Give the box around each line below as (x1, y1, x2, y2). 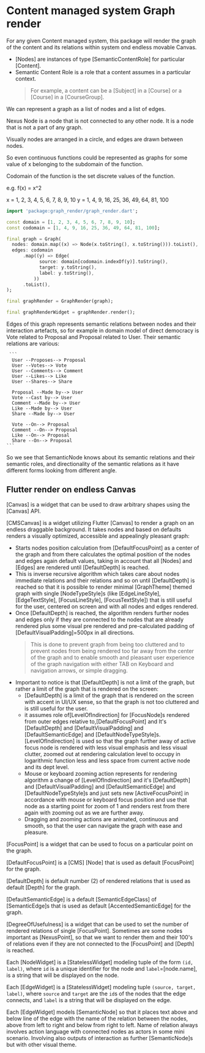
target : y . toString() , (39, 264, 97, 270)
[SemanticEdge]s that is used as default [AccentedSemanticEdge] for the (6, 902, 191, 909)
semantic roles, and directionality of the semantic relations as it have (6, 461, 179, 468)
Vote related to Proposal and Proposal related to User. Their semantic (6, 334, 181, 341)
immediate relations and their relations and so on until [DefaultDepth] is (15, 576, 195, 584)
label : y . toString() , (39, 270, 95, 276)
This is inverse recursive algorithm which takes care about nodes (15, 570, 180, 577)
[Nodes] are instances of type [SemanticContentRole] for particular (15, 55, 185, 63)
